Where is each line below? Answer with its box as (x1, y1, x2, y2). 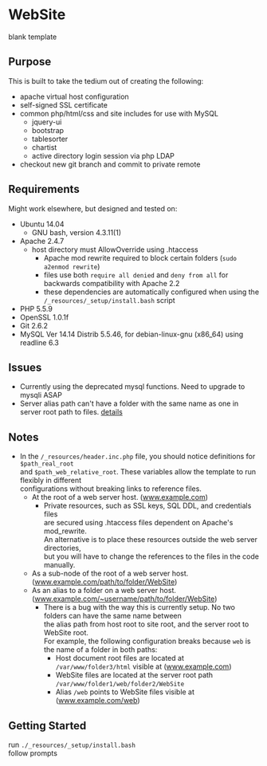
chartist (31, 142, 57, 152)
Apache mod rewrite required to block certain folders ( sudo (43, 253, 238, 262)
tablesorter (31, 134, 69, 143)
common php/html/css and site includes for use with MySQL (19, 108, 219, 118)
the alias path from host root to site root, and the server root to (43, 619, 249, 629)
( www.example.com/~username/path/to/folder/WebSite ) (31, 594, 218, 603)
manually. (43, 560, 76, 570)
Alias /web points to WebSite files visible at (55, 687, 195, 697)
